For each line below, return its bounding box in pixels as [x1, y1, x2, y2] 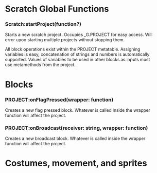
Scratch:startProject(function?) [5, 21, 82, 28]
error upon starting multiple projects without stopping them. [5, 37, 125, 43]
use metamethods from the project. [5, 62, 76, 68]
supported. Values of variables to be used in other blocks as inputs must [5, 57, 150, 63]
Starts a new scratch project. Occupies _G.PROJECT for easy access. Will [5, 32, 153, 37]
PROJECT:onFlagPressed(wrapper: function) [5, 96, 114, 103]
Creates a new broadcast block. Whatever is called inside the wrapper [5, 136, 146, 141]
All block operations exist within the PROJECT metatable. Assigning [5, 46, 140, 52]
